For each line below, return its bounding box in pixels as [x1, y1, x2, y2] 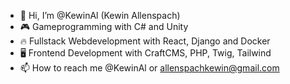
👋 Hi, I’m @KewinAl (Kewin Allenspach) [19, 10, 181, 21]
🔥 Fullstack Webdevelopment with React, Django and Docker [19, 35, 271, 47]
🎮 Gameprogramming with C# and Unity [19, 21, 189, 32]
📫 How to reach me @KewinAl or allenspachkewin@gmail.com [19, 62, 280, 74]
